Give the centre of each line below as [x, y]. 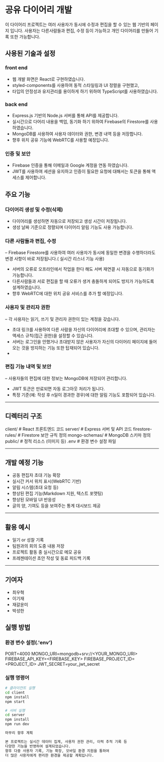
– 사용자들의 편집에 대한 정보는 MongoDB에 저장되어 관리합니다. [66, 378]
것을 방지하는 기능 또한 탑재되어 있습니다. [61, 348]
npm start [15, 701]
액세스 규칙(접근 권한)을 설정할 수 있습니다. [53, 336]
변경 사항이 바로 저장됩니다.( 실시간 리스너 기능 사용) [55, 259]
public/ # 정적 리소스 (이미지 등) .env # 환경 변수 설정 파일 [61, 441]
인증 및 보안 [18, 153]
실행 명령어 [17, 677]
